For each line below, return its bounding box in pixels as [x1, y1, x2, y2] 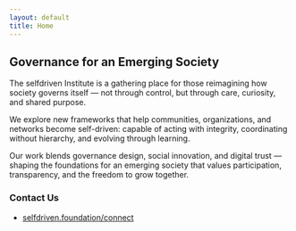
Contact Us [9, 192, 60, 204]
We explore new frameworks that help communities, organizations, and [9, 114, 272, 125]
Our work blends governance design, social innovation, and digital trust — [9, 151, 283, 161]
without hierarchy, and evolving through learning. [9, 133, 190, 144]
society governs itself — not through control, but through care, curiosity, [9, 87, 276, 98]
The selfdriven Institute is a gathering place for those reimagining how [9, 78, 267, 89]
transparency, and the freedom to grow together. [9, 169, 190, 180]
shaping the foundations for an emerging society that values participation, [9, 160, 282, 170]
